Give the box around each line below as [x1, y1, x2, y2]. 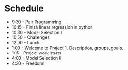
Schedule [4, 3, 44, 14]
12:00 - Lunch [11, 39, 40, 45]
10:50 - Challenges [11, 35, 50, 40]
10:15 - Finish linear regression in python [11, 24, 93, 30]
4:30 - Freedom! [11, 60, 45, 66]
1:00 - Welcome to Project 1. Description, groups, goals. [11, 45, 124, 51]
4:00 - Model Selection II [11, 55, 62, 61]
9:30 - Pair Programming [11, 19, 62, 25]
